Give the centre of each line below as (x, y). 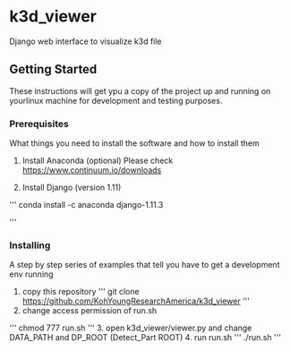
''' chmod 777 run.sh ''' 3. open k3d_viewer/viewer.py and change (131, 328)
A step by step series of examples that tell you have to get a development (145, 265)
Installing (30, 245)
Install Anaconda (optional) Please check (98, 161)
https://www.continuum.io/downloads (92, 170)
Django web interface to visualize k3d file (86, 41)
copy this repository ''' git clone (81, 292)
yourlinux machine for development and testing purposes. (116, 100)
